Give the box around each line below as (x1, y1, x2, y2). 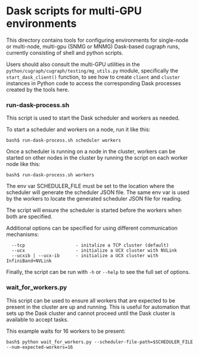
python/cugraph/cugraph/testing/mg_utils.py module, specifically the (6, 67, 179, 74)
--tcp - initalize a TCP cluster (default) (11, 242, 169, 248)
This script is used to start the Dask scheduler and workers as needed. (6, 114, 180, 121)
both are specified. (6, 213, 52, 220)
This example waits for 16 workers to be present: (6, 327, 126, 335)
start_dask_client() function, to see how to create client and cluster (6, 73, 181, 80)
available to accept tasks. (6, 316, 69, 323)
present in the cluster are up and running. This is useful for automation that (6, 303, 191, 310)
